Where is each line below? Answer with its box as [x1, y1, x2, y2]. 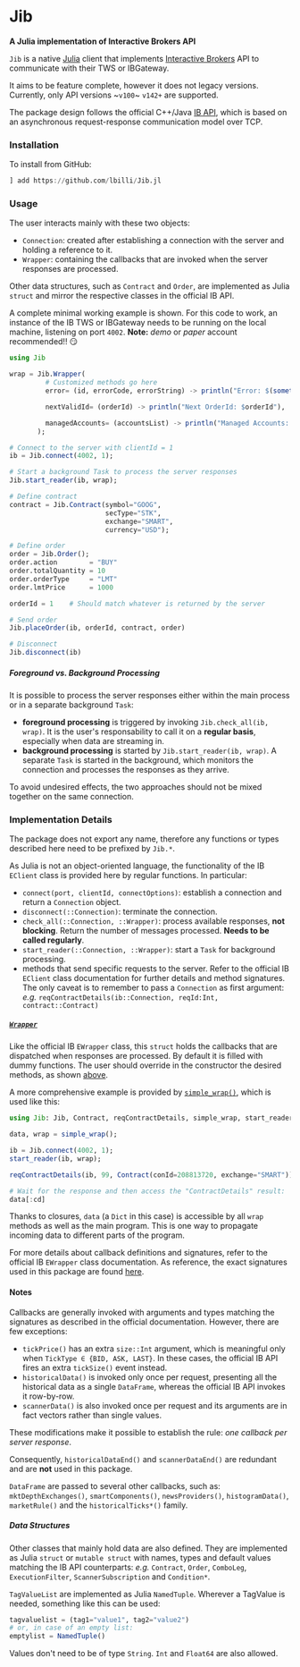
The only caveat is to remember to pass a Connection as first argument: [21, 982, 284, 994]
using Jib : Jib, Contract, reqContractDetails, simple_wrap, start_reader [9, 1113, 294, 1123]
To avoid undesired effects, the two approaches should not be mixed [9, 782, 262, 792]
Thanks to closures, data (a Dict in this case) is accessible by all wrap [9, 1211, 264, 1222]
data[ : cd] [9, 1195, 46, 1204]
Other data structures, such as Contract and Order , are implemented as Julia [9, 281, 290, 292]
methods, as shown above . [9, 1070, 109, 1080]
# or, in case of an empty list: [9, 1623, 134, 1633]
